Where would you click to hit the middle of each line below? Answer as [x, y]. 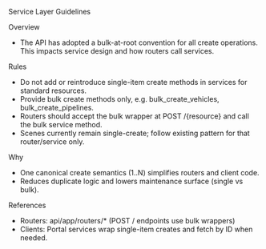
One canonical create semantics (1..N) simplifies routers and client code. [139, 173]
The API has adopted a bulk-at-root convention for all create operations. [139, 42]
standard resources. [53, 90]
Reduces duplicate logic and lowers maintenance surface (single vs [131, 181]
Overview [24, 27]
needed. [34, 238]
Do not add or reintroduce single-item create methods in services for [133, 82]
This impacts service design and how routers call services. [117, 51]
